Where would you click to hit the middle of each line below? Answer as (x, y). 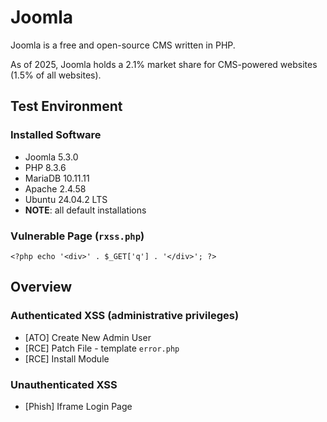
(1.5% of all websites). (56, 75)
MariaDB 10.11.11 (57, 178)
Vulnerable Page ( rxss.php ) (77, 236)
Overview (41, 287)
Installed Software (56, 135)
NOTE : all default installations (85, 210)
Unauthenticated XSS (64, 384)
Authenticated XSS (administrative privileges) (125, 316)
